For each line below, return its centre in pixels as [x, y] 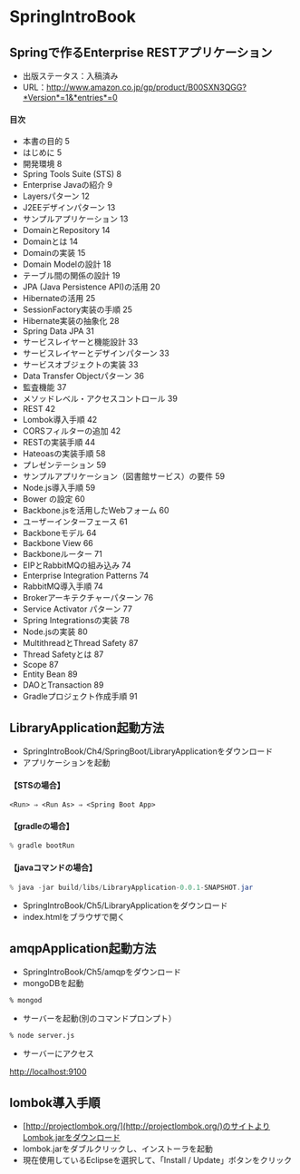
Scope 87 [40, 665]
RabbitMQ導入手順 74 [63, 586]
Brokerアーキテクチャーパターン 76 [88, 598]
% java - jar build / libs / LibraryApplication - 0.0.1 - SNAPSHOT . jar [131, 887]
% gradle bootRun [42, 846]
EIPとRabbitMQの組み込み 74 [77, 565]
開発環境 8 [42, 164]
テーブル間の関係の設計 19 [71, 276]
